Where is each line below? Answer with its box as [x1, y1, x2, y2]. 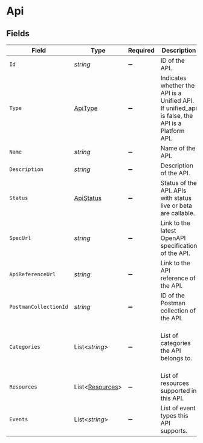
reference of [160, 274, 196, 282]
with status [160, 194, 192, 202]
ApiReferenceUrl [9, 271, 56, 277]
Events [9, 416, 28, 422]
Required [127, 47, 155, 54]
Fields [6, 28, 30, 39]
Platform [160, 127, 185, 135]
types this [160, 412, 188, 419]
